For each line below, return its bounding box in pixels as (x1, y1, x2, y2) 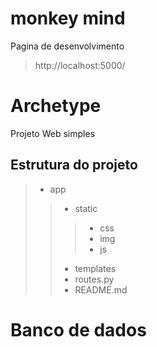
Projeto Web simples (10, 127, 96, 139)
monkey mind (10, 7, 126, 30)
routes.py (74, 273, 115, 285)
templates (74, 262, 117, 274)
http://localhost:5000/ (34, 59, 126, 71)
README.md (74, 283, 128, 296)
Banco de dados (10, 318, 147, 341)
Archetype (10, 95, 102, 117)
